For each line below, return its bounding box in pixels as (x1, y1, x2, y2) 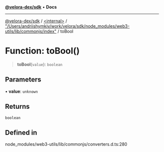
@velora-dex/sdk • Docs (5, 4, 57, 10)
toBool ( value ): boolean (17, 61, 62, 67)
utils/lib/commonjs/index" (5, 29, 57, 34)
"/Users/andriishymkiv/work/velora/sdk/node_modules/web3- (5, 23, 130, 29)
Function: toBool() (5, 46, 80, 56)
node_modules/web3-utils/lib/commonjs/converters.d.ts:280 (5, 141, 128, 147)
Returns (5, 102, 30, 111)
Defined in (5, 128, 38, 136)
